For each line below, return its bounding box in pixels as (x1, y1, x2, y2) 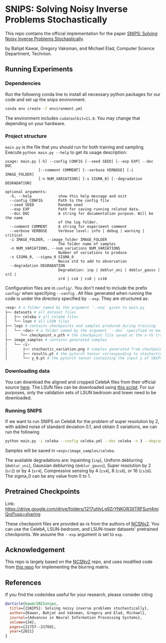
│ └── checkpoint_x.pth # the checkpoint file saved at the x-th (5, 333, 154, 338)
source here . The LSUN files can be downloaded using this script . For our (5, 384, 155, 390)
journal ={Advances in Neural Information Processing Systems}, (9, 615, 142, 620)
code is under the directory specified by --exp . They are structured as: (5, 295, 149, 301)
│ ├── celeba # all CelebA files (5, 314, 79, 319)
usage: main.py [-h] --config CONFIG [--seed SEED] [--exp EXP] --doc (5, 159, 154, 164)
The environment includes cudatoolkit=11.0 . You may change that (5, 115, 140, 121)
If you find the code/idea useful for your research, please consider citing (5, 592, 153, 598)
